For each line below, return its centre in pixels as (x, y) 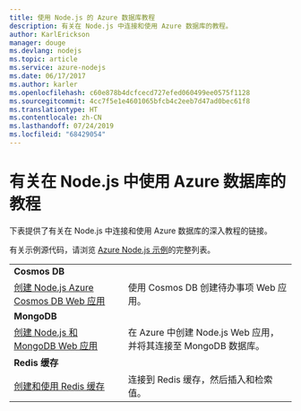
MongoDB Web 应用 (56, 345)
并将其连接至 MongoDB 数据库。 (196, 345)
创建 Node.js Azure (54, 287)
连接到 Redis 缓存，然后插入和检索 (200, 380)
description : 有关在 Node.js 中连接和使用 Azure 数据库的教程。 (121, 26)
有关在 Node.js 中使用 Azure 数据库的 (148, 182)
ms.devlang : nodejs (46, 51)
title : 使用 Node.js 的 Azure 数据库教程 (82, 17)
